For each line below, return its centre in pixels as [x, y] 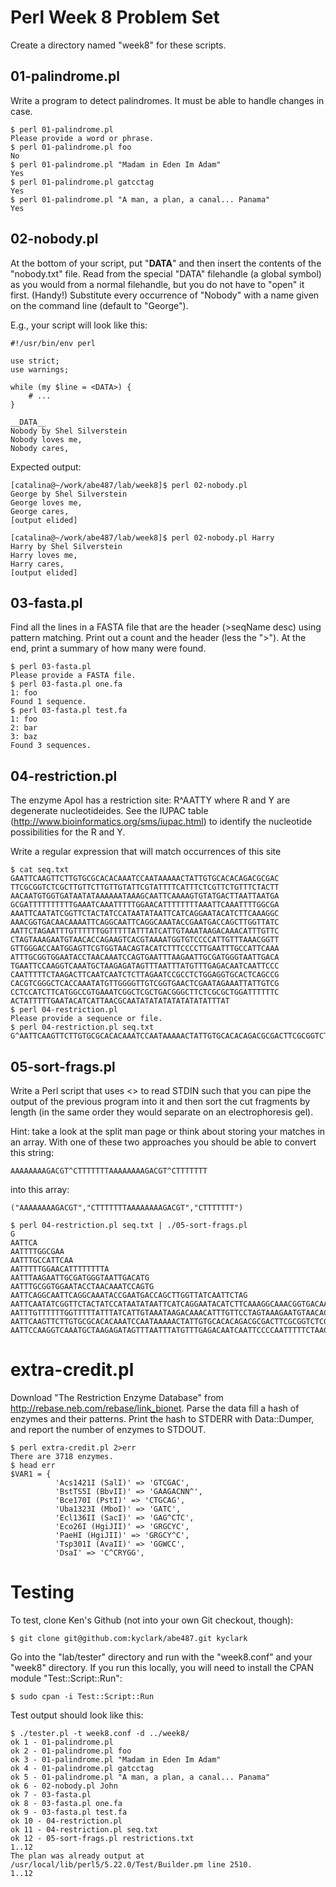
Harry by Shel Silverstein [66, 546]
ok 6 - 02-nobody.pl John [64, 1786]
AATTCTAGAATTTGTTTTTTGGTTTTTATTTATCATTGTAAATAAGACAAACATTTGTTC [145, 931]
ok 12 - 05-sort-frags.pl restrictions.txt [102, 1838]
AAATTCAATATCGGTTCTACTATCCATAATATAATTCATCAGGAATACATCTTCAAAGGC [145, 914]
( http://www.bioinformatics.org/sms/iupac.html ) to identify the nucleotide [161, 822]
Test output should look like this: [77, 1715]
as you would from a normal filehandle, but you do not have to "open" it [157, 284]
